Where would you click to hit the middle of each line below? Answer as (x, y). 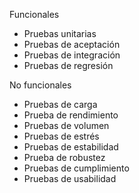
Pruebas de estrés (61, 136)
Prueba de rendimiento (71, 115)
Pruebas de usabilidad (70, 178)
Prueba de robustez (64, 157)
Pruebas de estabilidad (71, 147)
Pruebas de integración (72, 55)
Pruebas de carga (60, 104)
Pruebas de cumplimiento (76, 168)
